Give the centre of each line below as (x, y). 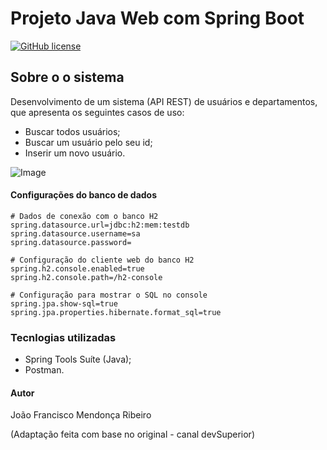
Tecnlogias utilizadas (63, 337)
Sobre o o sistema (67, 77)
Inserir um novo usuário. (75, 153)
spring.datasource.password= (71, 242)
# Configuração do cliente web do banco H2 (102, 260)
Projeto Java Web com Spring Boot (157, 18)
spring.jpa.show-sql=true (64, 303)
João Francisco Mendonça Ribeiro (81, 415)
